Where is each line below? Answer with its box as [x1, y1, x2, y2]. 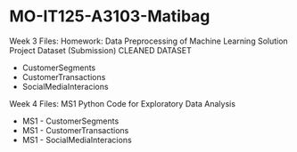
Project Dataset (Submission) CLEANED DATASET [9, 44, 192, 55]
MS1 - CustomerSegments [21, 116, 120, 126]
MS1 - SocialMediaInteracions [21, 134, 132, 145]
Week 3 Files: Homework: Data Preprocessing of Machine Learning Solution [9, 36, 288, 46]
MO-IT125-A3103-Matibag [9, 6, 210, 27]
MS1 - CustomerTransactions [21, 124, 129, 135]
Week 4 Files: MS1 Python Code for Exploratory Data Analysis [9, 98, 236, 108]
